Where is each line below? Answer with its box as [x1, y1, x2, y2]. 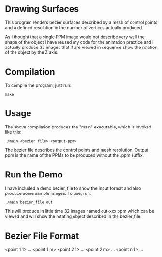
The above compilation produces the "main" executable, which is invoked [5, 124, 152, 129]
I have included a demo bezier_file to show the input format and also [5, 185, 141, 191]
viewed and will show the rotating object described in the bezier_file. [5, 213, 142, 219]
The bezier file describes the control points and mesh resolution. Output [5, 147, 148, 153]
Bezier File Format [5, 230, 79, 241]
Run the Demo [5, 169, 63, 180]
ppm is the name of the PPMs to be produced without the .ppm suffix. [5, 152, 144, 158]
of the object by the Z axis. [5, 49, 59, 55]
